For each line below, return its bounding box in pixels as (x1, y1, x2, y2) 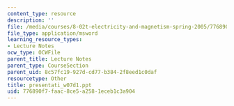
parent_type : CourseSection (7, 62, 89, 69)
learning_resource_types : (7, 36, 82, 43)
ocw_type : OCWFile (7, 50, 61, 56)
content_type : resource (7, 10, 77, 17)
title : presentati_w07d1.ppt (7, 82, 92, 89)
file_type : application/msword (7, 29, 98, 37)
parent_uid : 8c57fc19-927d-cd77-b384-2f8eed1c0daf (7, 68, 157, 75)
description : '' (7, 17, 54, 24)
